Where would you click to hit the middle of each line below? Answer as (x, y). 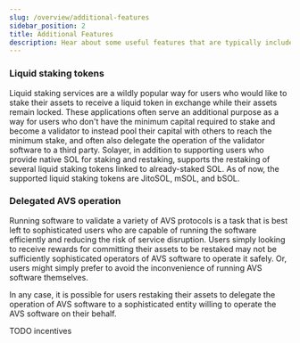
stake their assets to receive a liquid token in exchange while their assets (143, 102)
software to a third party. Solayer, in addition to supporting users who (137, 150)
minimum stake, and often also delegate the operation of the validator (137, 140)
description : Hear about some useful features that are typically (135, 42)
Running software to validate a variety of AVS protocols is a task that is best (149, 220)
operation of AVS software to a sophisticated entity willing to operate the (143, 304)
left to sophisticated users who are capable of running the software (133, 230)
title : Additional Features (62, 34)
